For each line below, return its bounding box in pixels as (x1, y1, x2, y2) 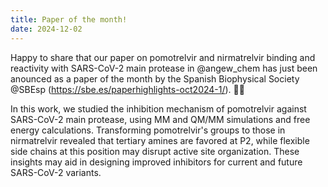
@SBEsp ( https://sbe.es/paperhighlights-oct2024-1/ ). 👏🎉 (10, 83, 245, 95)
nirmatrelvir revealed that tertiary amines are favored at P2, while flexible (10, 134, 310, 146)
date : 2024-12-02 (10, 24, 83, 34)
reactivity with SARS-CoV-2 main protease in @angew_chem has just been (10, 62, 318, 74)
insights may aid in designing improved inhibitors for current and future (10, 156, 303, 168)
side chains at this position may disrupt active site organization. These (10, 145, 300, 157)
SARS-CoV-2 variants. (10, 166, 102, 178)
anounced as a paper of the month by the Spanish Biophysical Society (10, 72, 300, 85)
